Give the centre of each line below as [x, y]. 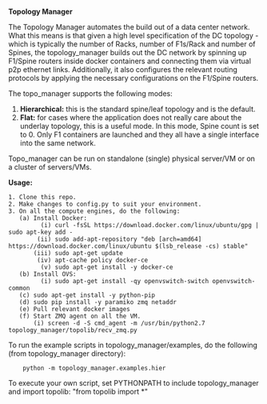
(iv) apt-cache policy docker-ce [93, 260]
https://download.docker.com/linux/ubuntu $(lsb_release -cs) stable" [128, 246]
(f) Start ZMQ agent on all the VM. [80, 316]
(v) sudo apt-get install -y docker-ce [107, 267]
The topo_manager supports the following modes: [91, 94]
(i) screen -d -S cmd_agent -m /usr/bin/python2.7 [119, 323]
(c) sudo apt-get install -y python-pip [87, 295]
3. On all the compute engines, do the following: [94, 211]
